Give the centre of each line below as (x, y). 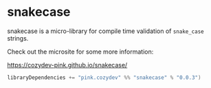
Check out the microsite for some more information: (80, 52)
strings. (18, 38)
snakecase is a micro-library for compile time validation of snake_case (105, 31)
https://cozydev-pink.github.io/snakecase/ (67, 65)
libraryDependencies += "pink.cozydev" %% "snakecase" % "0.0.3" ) (104, 77)
